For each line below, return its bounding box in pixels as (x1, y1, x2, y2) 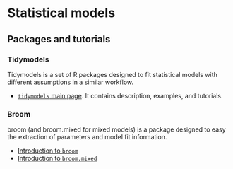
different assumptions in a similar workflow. (7, 78, 134, 86)
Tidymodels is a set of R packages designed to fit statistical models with (7, 70, 217, 78)
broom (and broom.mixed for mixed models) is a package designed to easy (7, 125, 226, 134)
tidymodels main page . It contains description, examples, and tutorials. (17, 91, 224, 100)
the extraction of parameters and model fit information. (7, 133, 167, 141)
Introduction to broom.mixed (17, 154, 97, 163)
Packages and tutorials (7, 33, 111, 45)
